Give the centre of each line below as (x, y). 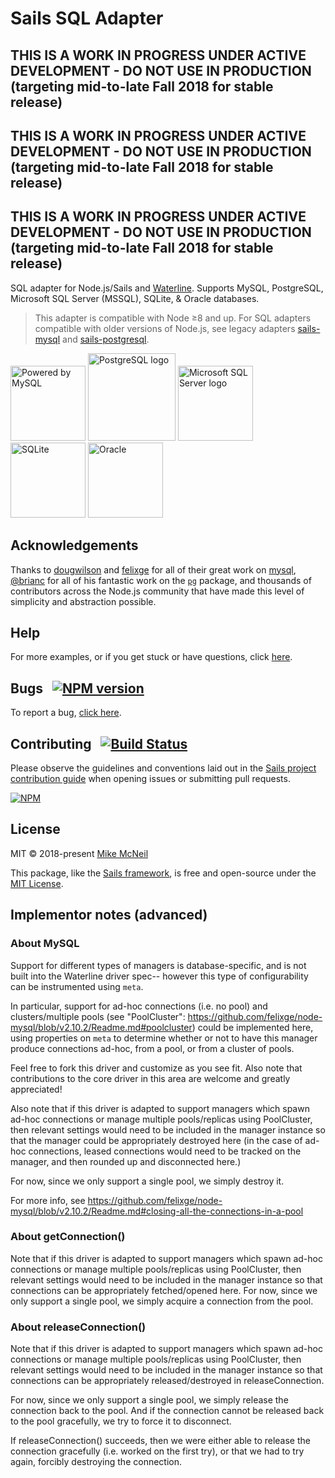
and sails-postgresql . (106, 339)
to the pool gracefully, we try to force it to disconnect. (121, 1421)
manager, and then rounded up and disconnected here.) (126, 1161)
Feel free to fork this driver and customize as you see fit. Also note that (156, 1068)
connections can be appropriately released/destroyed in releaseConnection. (167, 1381)
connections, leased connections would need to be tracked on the (165, 1151)
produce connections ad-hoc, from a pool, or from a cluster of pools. (152, 1048)
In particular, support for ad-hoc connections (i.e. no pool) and (139, 1006)
